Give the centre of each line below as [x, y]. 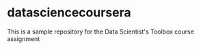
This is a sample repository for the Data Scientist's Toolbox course [101, 32]
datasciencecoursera [69, 13]
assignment [24, 38]
